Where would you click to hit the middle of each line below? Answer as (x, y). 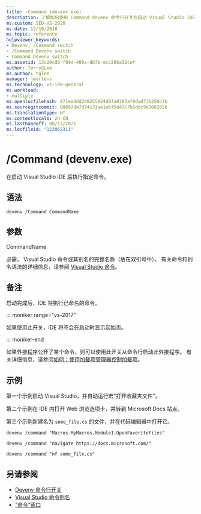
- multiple (20, 96)
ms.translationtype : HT (36, 113)
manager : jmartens (29, 79)
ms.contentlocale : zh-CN (37, 118)
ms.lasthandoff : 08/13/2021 (41, 124)
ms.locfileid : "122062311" (40, 130)
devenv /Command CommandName (43, 212)
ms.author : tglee (28, 74)
